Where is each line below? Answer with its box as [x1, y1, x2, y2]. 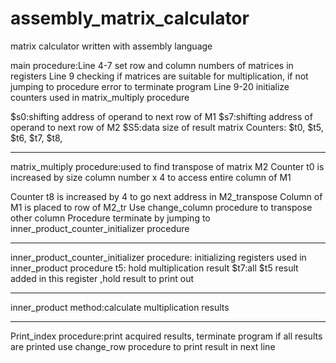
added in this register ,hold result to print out [10, 272, 195, 284]
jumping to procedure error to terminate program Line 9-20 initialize [10, 80, 290, 92]
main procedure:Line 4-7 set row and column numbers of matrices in [10, 59, 294, 71]
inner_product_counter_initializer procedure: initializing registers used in [10, 251, 307, 263]
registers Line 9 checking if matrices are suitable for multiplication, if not [10, 70, 309, 82]
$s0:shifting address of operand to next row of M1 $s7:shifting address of [10, 110, 313, 122]
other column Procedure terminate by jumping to [10, 212, 211, 224]
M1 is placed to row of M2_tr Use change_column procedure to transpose [10, 201, 313, 213]
